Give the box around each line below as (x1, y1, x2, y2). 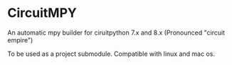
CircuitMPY (7, 5, 77, 21)
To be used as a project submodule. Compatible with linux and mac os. (7, 49, 216, 58)
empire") (7, 35, 33, 44)
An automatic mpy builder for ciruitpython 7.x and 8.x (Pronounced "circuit (7, 28, 226, 37)
